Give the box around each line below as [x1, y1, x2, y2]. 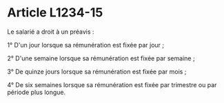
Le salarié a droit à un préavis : [7, 27, 94, 36]
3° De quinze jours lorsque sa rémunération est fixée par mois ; [7, 67, 187, 76]
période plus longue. [7, 88, 66, 96]
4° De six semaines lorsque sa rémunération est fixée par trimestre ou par [7, 80, 217, 89]
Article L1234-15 [7, 5, 103, 21]
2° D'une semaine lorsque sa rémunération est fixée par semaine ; [7, 54, 195, 62]
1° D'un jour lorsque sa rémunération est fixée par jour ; [7, 41, 165, 49]
